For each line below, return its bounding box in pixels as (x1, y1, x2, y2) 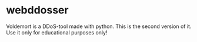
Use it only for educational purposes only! (6, 29, 108, 36)
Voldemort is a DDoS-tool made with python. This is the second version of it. (6, 23, 192, 30)
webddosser (6, 3, 69, 17)
